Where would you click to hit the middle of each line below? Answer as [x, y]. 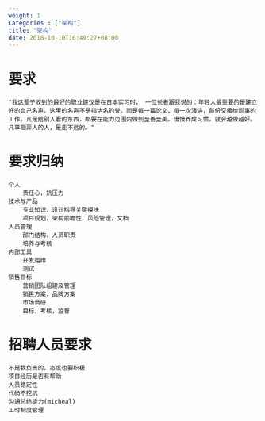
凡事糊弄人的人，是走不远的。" [52, 128]
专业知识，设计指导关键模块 [61, 210]
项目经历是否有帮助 [35, 377]
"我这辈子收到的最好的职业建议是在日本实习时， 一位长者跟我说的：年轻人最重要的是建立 [133, 103]
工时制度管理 [26, 410]
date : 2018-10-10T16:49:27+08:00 [63, 38]
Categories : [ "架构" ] [44, 23]
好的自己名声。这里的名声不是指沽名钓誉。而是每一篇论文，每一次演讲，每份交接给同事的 [132, 111]
